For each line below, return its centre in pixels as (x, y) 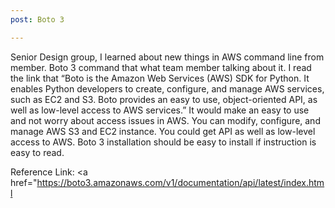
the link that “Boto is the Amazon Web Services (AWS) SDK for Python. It (160, 78)
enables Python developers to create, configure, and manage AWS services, (167, 88)
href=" (24, 182)
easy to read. (37, 152)
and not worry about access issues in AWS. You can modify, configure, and (165, 120)
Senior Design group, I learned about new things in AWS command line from (167, 57)
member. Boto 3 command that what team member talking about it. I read (161, 67)
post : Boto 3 (37, 19)
